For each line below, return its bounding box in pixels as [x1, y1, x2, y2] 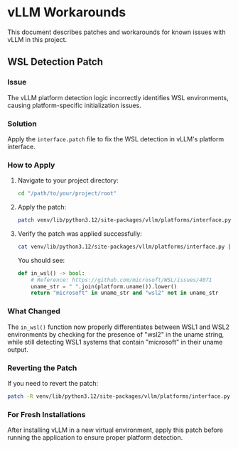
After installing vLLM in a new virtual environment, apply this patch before [7, 426, 224, 434]
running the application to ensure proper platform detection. [7, 433, 183, 442]
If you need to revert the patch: [7, 379, 98, 387]
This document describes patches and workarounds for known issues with [7, 28, 226, 36]
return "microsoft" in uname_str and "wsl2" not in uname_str [31, 289, 219, 297]
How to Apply [7, 160, 55, 170]
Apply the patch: [17, 203, 67, 212]
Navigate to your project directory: [17, 176, 119, 185]
